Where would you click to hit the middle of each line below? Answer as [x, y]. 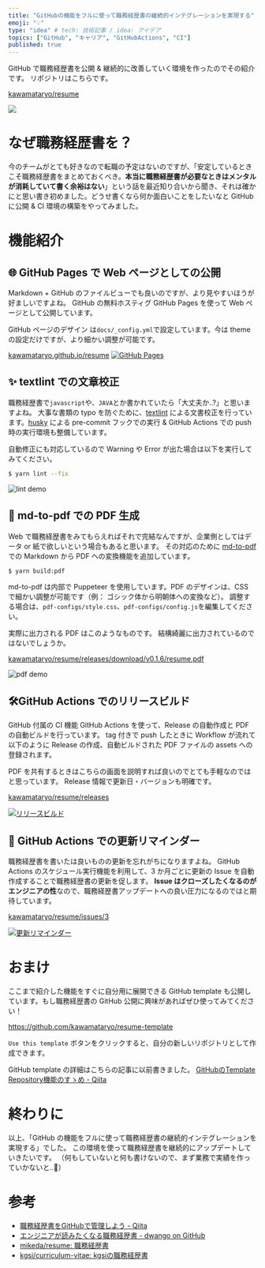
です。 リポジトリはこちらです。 [60, 78]
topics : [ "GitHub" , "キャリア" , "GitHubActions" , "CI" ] [99, 38]
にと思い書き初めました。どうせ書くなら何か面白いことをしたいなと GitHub [131, 196]
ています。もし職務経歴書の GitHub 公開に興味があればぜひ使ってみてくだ [128, 1001]
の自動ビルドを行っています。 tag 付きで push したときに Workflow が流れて [132, 735]
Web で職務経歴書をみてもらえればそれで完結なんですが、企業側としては [126, 536]
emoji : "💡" [26, 23]
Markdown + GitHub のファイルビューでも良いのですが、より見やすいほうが [131, 293]
